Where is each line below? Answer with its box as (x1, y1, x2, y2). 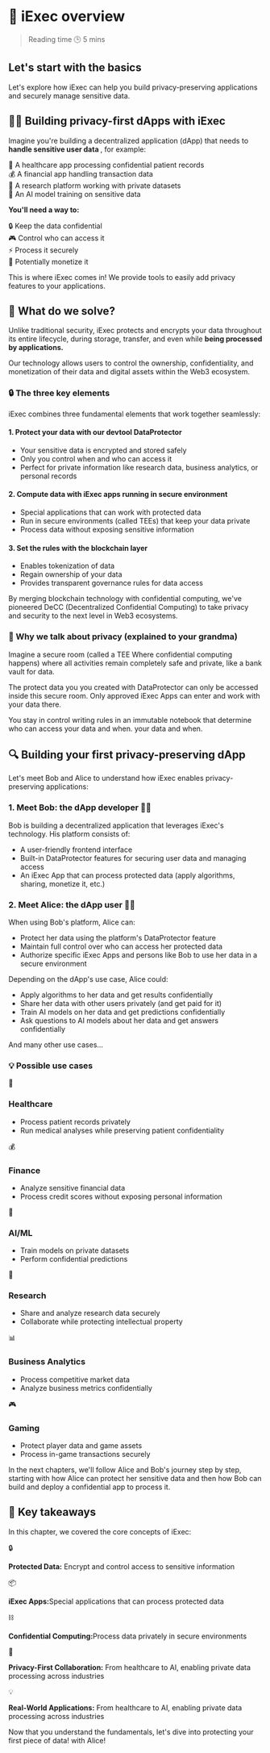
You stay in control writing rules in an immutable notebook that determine (8, 715, 252, 724)
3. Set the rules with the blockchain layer (8, 543, 147, 553)
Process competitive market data (19, 1375, 131, 1384)
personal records (19, 471, 77, 481)
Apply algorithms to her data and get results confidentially (19, 990, 214, 1000)
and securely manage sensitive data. (8, 90, 131, 100)
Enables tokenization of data (19, 561, 115, 571)
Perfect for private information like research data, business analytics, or (19, 462, 259, 472)
